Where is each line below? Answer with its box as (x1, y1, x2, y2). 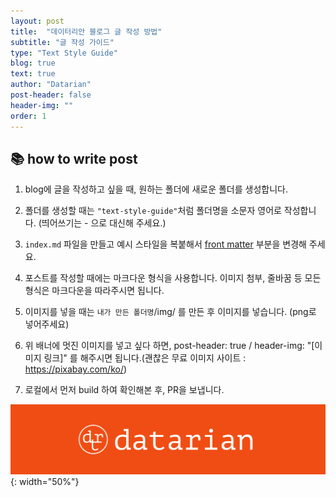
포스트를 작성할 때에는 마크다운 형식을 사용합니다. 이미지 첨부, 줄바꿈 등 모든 (24, 272, 322, 284)
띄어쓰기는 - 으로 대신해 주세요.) (41, 217, 167, 229)
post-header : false (10, 90, 92, 100)
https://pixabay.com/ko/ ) (24, 363, 128, 375)
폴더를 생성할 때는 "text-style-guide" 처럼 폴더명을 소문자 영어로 (24, 205, 282, 217)
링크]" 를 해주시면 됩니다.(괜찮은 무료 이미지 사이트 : (43, 352, 247, 364)
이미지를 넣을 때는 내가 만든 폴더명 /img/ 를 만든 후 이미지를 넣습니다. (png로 (24, 306, 317, 318)
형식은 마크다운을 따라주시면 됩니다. (24, 285, 165, 297)
